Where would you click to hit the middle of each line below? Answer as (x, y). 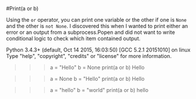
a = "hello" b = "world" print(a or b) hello (99, 90)
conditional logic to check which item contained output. (73, 38)
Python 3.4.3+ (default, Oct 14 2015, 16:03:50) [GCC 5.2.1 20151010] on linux (98, 50)
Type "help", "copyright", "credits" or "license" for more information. (89, 56)
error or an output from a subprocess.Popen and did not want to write (91, 32)
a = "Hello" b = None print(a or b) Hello (97, 67)
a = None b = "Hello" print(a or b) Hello (97, 79)
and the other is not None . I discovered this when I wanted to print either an (97, 26)
